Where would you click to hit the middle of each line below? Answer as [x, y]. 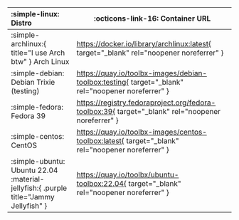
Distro [21, 23]
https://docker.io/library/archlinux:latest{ [144, 44]
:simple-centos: [38, 136]
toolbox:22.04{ [101, 183]
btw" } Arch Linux [40, 62]
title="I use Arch [38, 53]
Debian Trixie [33, 82]
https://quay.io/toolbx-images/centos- [142, 132]
